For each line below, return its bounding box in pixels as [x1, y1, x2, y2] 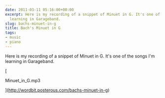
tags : [5, 30, 16, 35]
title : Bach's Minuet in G [5, 26, 61, 31]
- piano [5, 40, 21, 45]
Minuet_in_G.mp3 [5, 77, 41, 83]
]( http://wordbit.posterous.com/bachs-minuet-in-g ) [5, 87, 110, 93]
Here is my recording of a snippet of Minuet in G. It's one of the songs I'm [5, 53, 155, 59]
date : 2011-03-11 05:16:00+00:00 [5, 7, 74, 12]
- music [5, 35, 21, 40]
